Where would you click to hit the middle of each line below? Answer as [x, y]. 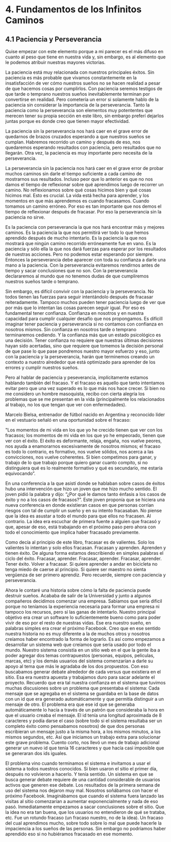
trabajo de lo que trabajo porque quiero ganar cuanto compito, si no [77, 462]
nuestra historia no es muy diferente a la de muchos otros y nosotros [78, 634]
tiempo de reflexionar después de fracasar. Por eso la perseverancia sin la [83, 212]
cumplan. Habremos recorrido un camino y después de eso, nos [73, 142]
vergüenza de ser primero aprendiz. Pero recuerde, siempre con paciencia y [86, 575]
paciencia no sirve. [25, 217]
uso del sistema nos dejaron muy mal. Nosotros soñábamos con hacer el [82, 790]
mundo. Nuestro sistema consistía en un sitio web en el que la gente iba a [83, 650]
